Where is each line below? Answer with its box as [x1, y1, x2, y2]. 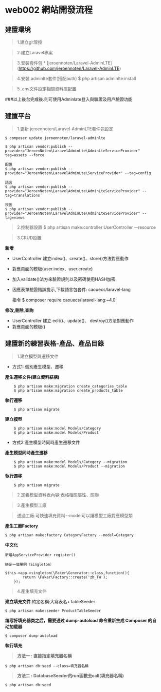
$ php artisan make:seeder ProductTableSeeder [5, 608, 101, 613]
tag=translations [5, 193, 40, 198]
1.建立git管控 [17, 40, 43, 45]
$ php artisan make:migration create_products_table [14, 388, 123, 393]
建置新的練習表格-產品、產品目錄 [5, 340, 104, 348]
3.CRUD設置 [17, 235, 42, 241]
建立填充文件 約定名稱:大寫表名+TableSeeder [5, 598, 96, 604]
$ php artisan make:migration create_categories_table [14, 384, 127, 388]
